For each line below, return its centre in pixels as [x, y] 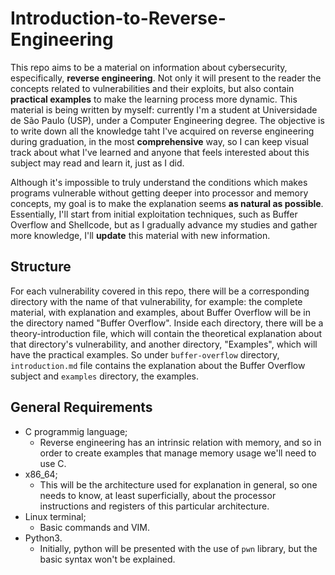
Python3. [43, 538]
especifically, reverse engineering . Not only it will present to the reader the [166, 78]
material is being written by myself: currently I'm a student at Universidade [164, 109]
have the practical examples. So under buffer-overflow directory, [145, 354]
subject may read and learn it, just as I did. [97, 163]
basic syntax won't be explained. [107, 559]
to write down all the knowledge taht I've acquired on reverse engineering [162, 131]
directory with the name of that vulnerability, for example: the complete [156, 301]
